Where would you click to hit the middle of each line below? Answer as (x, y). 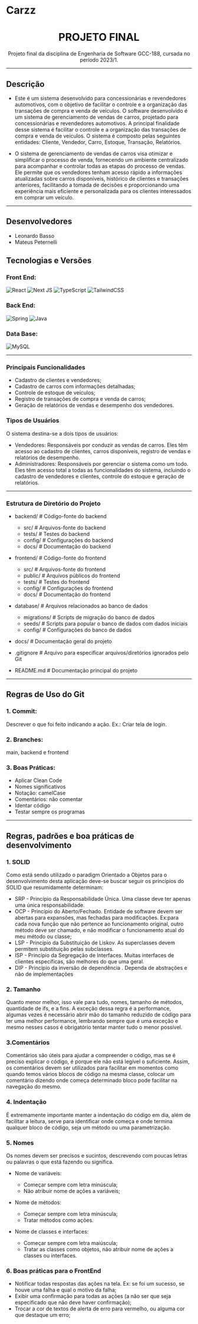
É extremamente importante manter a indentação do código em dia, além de (98, 1115)
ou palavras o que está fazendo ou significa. (60, 1162)
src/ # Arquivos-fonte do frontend (65, 569)
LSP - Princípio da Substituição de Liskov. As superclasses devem (95, 943)
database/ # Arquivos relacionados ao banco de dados (81, 606)
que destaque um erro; (42, 1315)
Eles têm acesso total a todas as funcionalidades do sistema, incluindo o (103, 470)
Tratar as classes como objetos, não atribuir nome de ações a (98, 1250)
